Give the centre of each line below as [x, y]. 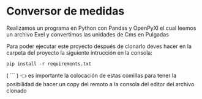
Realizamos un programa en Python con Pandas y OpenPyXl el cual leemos [101, 28]
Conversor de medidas [65, 11]
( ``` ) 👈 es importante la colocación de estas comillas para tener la [92, 75]
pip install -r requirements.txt [49, 64]
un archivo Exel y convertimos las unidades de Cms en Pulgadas [88, 34]
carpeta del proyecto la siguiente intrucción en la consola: [80, 52]
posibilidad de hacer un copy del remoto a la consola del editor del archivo [100, 84]
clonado [17, 90]
